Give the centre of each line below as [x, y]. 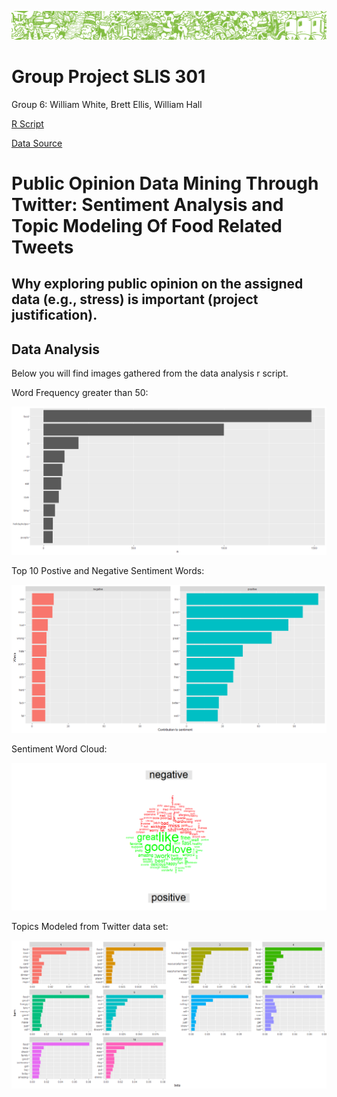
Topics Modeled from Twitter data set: [90, 927]
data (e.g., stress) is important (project [135, 299]
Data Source [37, 143]
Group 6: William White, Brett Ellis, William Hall [107, 104]
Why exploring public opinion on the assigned [157, 284]
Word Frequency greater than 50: [80, 393]
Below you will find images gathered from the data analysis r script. [150, 373]
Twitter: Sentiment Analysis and [147, 204]
